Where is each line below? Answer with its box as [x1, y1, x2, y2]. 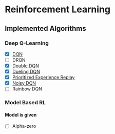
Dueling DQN [12, 68, 41, 75]
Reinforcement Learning [5, 4, 111, 15]
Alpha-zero [12, 123, 36, 129]
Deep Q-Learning [5, 40, 49, 47]
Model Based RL [5, 99, 46, 106]
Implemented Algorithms [5, 24, 87, 33]
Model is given [5, 111, 37, 118]
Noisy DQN [12, 80, 36, 86]
